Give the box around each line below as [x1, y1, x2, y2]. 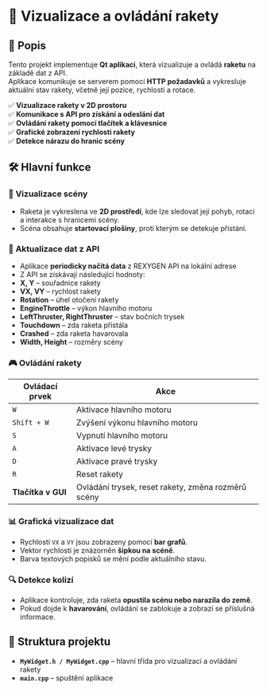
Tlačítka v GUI [12, 487, 67, 498]
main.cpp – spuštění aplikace [19, 673, 114, 682]
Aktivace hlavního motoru [76, 404, 172, 415]
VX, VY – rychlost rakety [19, 286, 102, 296]
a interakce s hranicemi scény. [19, 214, 120, 225]
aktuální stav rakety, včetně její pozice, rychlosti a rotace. [8, 85, 196, 94]
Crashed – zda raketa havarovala [19, 329, 129, 338]
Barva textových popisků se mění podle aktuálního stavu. [19, 553, 207, 563]
